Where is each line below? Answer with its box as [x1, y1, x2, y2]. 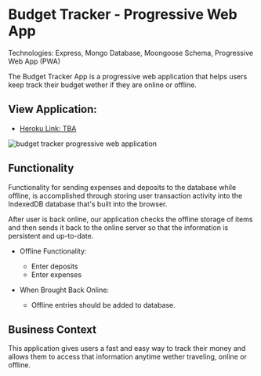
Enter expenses [31, 269, 82, 279]
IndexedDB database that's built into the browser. [8, 199, 168, 209]
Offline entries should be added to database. [31, 300, 176, 309]
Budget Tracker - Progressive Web [8, 5, 237, 24]
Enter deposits [31, 261, 78, 271]
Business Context [8, 323, 96, 336]
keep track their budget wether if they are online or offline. [8, 80, 198, 89]
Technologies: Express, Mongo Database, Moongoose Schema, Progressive [8, 48, 253, 57]
